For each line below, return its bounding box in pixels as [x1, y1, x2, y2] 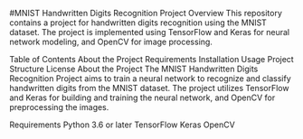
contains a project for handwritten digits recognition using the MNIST [9, 17, 267, 28]
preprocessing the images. [9, 102, 109, 112]
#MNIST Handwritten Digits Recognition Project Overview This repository [9, 8, 283, 18]
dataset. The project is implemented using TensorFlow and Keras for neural [9, 27, 290, 37]
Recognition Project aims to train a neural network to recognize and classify [9, 73, 291, 84]
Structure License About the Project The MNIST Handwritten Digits [9, 63, 259, 74]
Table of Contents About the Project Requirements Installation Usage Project [9, 54, 294, 64]
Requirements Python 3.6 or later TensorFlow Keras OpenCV [9, 119, 235, 130]
